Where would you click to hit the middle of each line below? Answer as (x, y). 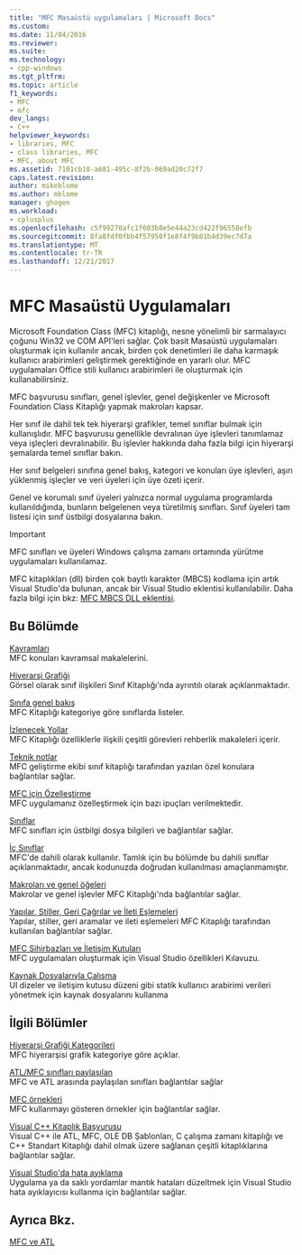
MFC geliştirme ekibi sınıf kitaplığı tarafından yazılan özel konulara (132, 766)
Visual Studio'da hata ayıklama (66, 1173)
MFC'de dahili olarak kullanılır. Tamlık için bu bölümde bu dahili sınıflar (139, 857)
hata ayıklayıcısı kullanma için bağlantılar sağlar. (98, 1192)
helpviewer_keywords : (50, 136)
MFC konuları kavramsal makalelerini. (79, 657)
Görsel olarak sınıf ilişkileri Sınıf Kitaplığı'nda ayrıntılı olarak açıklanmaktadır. (150, 684)
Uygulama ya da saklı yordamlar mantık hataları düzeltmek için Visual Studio (151, 1182)
